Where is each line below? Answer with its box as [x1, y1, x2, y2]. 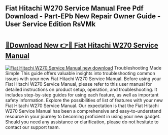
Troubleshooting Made [114, 65, 161, 71]
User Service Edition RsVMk [5, 20, 96, 28]
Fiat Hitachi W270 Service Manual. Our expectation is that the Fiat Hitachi [5, 103, 159, 109]
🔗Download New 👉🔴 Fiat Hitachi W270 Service [5, 41, 158, 50]
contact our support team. [5, 124, 60, 130]
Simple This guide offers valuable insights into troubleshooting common [5, 71, 156, 76]
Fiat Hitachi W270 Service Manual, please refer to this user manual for [5, 81, 152, 87]
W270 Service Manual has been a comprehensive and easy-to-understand [5, 108, 161, 114]
